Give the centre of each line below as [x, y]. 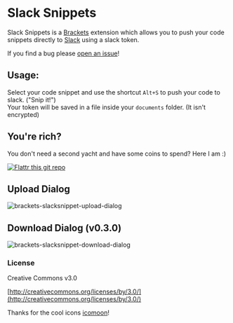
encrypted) [24, 114]
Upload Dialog [39, 189]
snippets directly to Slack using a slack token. [73, 39]
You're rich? [34, 137]
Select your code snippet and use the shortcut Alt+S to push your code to [114, 92]
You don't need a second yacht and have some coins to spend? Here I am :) [117, 153]
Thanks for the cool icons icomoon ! [59, 312]
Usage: [24, 75]
